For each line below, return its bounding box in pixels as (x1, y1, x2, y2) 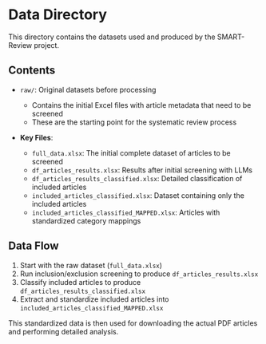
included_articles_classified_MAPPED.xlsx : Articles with (31, 208, 220, 217)
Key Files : (19, 132, 54, 142)
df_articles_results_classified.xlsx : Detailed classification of (31, 173, 243, 183)
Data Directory (8, 6, 108, 24)
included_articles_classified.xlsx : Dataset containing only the (31, 190, 245, 200)
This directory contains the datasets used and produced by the (8, 32, 216, 42)
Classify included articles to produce (19, 277, 141, 287)
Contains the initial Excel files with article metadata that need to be (31, 100, 252, 109)
